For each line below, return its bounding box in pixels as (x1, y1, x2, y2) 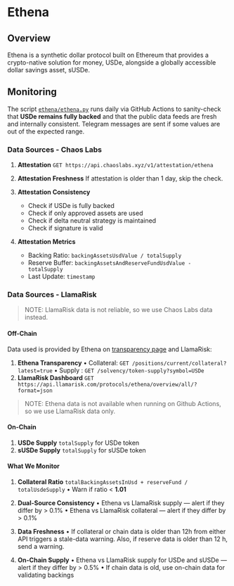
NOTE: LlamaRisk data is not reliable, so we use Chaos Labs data (24, 306, 213, 314)
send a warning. (17, 542, 65, 551)
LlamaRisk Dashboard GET (17, 373, 94, 382)
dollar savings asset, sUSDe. (7, 66, 90, 74)
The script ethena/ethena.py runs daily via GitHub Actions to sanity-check (7, 105, 221, 113)
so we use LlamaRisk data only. (24, 407, 116, 415)
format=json (17, 387, 53, 394)
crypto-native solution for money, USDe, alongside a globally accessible (7, 58, 216, 67)
